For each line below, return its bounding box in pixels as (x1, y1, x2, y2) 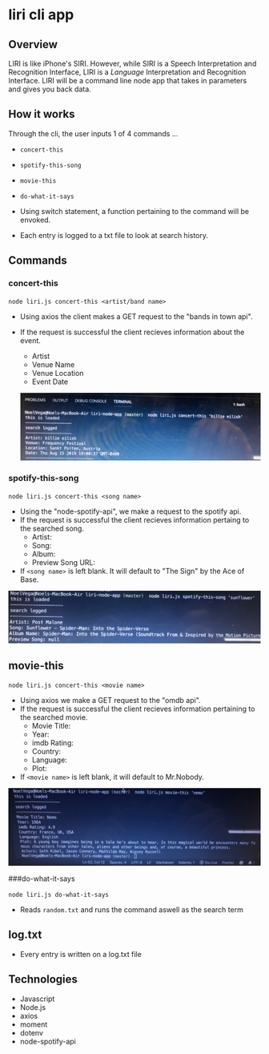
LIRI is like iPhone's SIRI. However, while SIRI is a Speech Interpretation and (8, 59, 257, 68)
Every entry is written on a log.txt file (19, 949, 142, 959)
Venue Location (31, 368, 84, 378)
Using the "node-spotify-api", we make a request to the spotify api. (19, 507, 242, 516)
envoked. (19, 215, 51, 224)
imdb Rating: (31, 738, 74, 748)
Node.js (19, 1002, 46, 1012)
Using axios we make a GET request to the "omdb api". (19, 696, 202, 705)
